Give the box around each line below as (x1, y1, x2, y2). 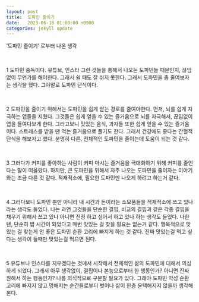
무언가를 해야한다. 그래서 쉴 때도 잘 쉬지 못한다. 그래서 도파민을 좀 (17, 74, 169, 81)
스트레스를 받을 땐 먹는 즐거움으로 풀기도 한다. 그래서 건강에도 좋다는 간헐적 (18, 128, 193, 135)
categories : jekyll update (6, 25, 73, 32)
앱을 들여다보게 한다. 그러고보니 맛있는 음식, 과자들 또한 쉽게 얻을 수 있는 (6, 120, 174, 128)
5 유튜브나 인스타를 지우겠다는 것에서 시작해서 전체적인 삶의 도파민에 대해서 (6, 260, 181, 267)
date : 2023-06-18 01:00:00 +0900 (6, 20, 94, 26)
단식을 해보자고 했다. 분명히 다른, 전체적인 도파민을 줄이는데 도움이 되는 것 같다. (6, 135, 190, 143)
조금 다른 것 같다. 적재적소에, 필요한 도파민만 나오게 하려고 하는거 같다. (17, 174, 180, 181)
